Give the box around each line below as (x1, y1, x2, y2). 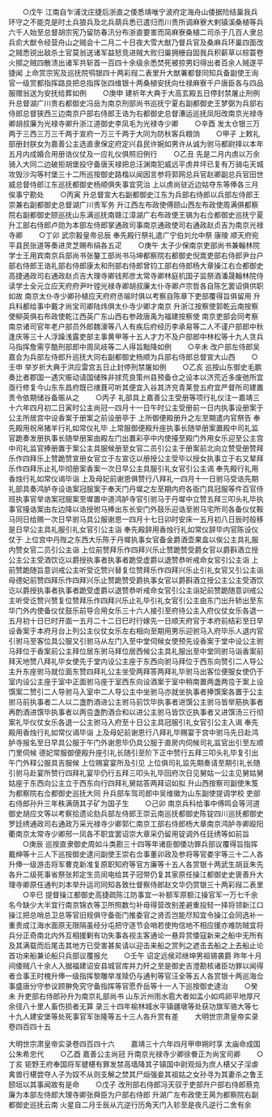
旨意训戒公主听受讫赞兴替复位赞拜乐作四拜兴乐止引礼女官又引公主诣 (36, 565, 264, 575)
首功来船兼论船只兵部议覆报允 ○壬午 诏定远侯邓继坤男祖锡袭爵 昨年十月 (8, 951, 262, 960)
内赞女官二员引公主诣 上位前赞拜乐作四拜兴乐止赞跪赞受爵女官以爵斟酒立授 (8, 545, 259, 554)
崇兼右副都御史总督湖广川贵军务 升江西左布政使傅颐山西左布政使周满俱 (8, 200, 244, 209)
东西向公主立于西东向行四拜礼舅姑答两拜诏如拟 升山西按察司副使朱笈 (29, 778, 259, 787)
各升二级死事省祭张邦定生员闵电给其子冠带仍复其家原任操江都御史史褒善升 (8, 869, 257, 879)
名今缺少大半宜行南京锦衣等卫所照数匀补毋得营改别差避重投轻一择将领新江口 (8, 900, 264, 909)
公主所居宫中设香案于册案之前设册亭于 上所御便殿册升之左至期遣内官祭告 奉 (8, 413, 261, 422)
